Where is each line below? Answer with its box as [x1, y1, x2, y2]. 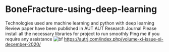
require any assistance [5, 36, 52, 42]
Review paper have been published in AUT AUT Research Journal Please [5, 25, 157, 31]
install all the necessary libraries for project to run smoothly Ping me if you [5, 30, 160, 36]
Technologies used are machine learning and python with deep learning [5, 20, 155, 26]
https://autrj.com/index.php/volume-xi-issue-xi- [64, 36, 164, 42]
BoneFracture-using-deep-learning [5, 3, 157, 15]
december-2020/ [5, 41, 41, 47]
